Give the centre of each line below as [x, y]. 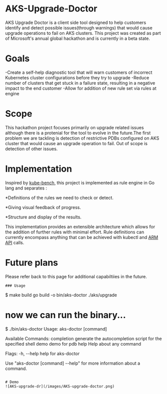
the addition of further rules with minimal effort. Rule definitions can [75, 232]
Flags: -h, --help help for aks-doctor [42, 353]
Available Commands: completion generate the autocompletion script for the [83, 338]
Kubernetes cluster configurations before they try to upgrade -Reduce [77, 77]
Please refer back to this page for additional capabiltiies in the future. [76, 276]
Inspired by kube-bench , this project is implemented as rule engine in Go [80, 183]
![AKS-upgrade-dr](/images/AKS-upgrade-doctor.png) [60, 386]
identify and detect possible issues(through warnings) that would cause [79, 27]
